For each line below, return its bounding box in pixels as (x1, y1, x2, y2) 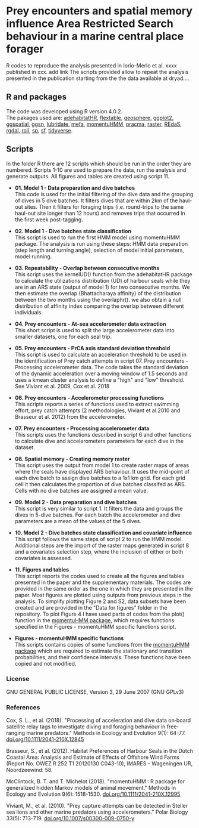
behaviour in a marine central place (6, 30, 184, 43)
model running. (14, 252, 52, 260)
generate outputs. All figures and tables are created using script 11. (6, 172, 170, 180)
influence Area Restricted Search (6, 17, 173, 30)
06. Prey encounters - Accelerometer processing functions (14, 394, 165, 401)
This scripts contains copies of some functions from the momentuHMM (14, 641, 190, 648)
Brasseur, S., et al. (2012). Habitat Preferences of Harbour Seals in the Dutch (6, 747, 194, 755)
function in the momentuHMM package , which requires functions (14, 616, 175, 624)
